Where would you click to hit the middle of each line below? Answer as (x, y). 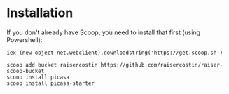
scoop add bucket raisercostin (52, 65)
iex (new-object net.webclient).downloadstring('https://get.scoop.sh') (115, 53)
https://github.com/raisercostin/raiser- (162, 65)
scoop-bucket (26, 71)
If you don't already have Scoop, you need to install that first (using (104, 32)
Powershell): (25, 39)
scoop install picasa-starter (51, 83)
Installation (40, 13)
